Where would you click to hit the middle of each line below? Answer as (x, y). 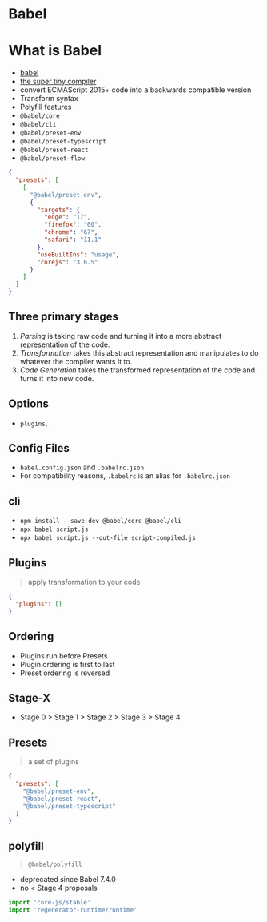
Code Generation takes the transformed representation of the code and (137, 370)
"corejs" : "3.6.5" (68, 262)
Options (29, 404)
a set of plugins (54, 762)
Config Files (39, 448)
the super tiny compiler (58, 82)
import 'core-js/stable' (50, 903)
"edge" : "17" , (67, 217)
